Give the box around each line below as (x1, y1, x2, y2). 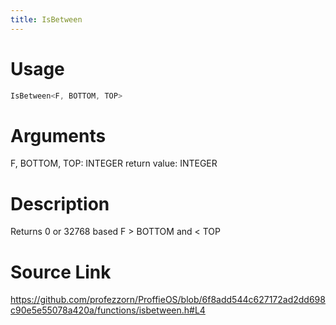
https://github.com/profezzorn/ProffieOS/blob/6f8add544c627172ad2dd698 (10, 294, 326, 306)
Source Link (10, 261, 112, 283)
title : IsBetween (10, 14, 83, 25)
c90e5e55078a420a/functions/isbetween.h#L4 (10, 304, 206, 316)
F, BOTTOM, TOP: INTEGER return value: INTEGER (10, 157, 218, 170)
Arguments (10, 124, 107, 147)
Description (10, 192, 110, 215)
